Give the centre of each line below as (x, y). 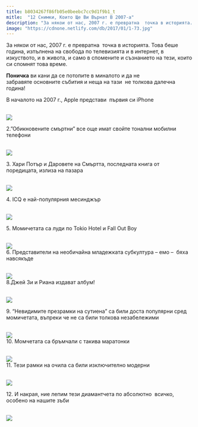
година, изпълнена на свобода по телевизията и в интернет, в (85, 52)
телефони (18, 135)
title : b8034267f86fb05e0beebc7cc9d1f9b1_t (61, 12)
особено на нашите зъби (38, 401)
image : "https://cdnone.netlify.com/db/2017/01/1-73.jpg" (79, 28)
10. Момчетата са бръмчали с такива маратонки (68, 341)
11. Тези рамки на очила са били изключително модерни (78, 365)
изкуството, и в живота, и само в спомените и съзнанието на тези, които (99, 58)
